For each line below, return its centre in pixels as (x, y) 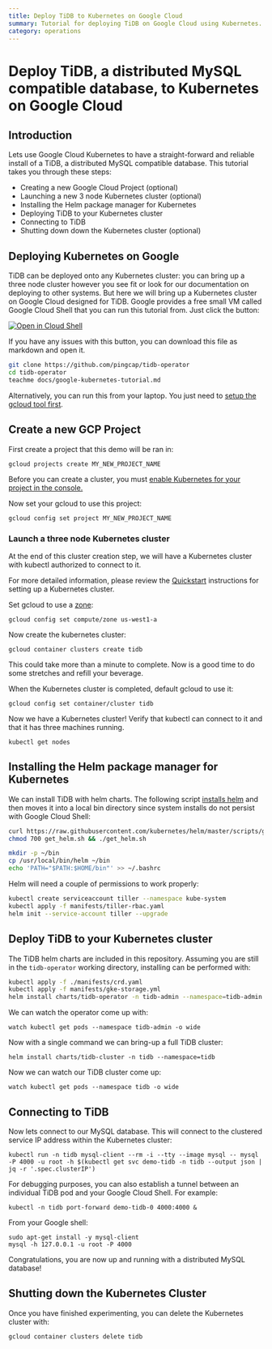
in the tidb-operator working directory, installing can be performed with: (130, 967)
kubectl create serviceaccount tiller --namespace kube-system (117, 899)
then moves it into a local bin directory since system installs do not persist (132, 808)
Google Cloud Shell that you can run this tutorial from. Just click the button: (134, 310)
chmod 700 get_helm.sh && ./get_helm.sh (78, 839)
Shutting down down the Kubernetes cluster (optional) (110, 231)
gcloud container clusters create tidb (76, 649)
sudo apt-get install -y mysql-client (74, 1237)
